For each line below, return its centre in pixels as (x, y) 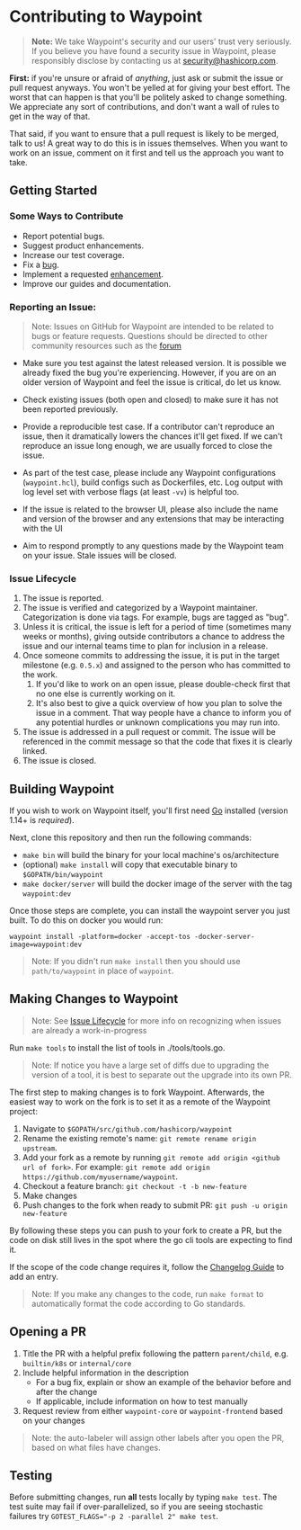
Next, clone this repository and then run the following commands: (131, 837)
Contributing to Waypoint (106, 17)
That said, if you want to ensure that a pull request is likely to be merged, (144, 133)
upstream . (40, 1148)
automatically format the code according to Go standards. (138, 1303)
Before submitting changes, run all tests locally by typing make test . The (143, 1497)
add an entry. (34, 1276)
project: (24, 1111)
